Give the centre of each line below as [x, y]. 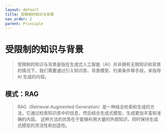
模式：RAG [22, 94]
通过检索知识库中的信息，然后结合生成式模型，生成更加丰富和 [94, 113]
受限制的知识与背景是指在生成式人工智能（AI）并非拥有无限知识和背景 [89, 65]
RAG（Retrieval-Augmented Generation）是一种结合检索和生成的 [84, 107]
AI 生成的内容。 [33, 77]
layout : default [22, 10]
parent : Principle [24, 24]
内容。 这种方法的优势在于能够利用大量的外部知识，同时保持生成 [92, 119]
